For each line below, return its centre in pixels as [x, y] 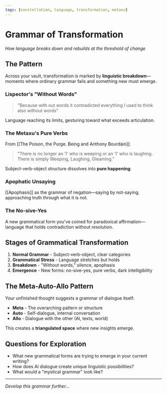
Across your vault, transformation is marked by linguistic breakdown [76, 76]
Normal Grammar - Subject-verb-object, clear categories [71, 255]
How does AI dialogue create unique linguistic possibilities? [73, 367]
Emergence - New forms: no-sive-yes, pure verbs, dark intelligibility [82, 271]
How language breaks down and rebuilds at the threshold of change [75, 48]
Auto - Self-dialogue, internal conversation [56, 313]
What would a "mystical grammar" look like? [58, 372]
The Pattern [24, 64]
